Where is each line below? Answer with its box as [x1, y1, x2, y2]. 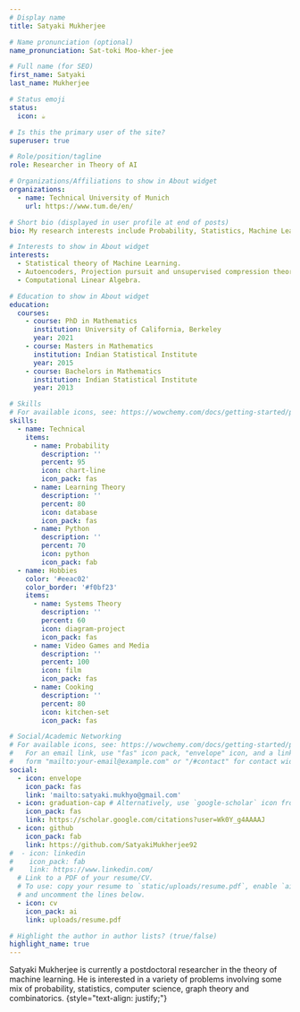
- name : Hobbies [17, 566, 78, 575]
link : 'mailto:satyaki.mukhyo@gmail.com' [25, 790, 181, 800]
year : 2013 [32, 383, 74, 392]
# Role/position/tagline [9, 152, 102, 161]
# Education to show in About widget [9, 292, 150, 301]
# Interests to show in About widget [9, 243, 150, 252]
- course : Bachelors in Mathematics [25, 366, 162, 376]
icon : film [41, 666, 82, 675]
